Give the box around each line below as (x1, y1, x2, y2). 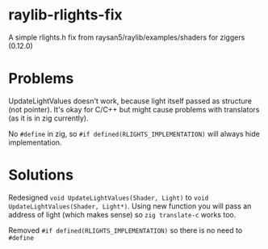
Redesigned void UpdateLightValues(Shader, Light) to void (8, 192, 209, 202)
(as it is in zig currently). (8, 113, 89, 123)
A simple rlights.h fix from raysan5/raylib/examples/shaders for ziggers (8, 32, 245, 42)
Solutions (8, 166, 74, 184)
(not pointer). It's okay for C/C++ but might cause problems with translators (8, 104, 260, 114)
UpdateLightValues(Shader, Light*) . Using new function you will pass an (8, 200, 252, 211)
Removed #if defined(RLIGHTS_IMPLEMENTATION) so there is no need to (8, 225, 243, 235)
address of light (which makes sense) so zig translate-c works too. (8, 209, 237, 219)
